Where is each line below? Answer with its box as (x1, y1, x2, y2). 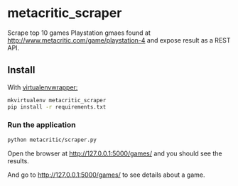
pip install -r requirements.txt (7, 103, 107, 111)
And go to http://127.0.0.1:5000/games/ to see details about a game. (7, 170, 205, 179)
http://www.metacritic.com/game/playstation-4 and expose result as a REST (7, 35, 231, 44)
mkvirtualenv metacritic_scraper (7, 97, 107, 104)
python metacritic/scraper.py (7, 136, 97, 143)
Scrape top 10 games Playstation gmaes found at (7, 28, 151, 37)
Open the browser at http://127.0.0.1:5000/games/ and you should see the (7, 149, 222, 158)
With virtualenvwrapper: (7, 83, 78, 92)
